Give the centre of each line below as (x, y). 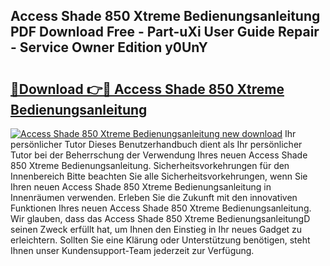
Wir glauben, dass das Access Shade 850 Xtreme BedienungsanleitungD (160, 218)
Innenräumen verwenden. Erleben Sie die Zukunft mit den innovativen (154, 197)
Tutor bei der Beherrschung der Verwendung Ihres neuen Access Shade (159, 155)
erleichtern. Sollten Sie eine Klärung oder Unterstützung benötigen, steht (160, 240)
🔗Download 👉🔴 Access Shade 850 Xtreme (147, 89)
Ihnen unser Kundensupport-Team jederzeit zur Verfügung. (132, 250)
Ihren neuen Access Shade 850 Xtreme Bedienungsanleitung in (141, 187)
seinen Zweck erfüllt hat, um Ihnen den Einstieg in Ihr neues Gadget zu (156, 229)
